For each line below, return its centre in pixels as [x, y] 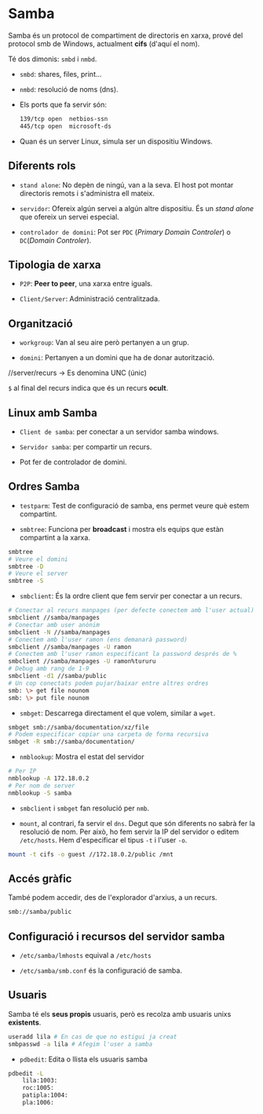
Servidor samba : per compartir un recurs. [86, 446]
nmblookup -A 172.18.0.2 [49, 778]
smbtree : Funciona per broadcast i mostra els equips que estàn [121, 529]
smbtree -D [26, 566]
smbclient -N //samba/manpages [59, 632]
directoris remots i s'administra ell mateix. [87, 193]
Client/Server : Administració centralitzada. [89, 299]
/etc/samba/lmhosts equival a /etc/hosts [85, 955]
